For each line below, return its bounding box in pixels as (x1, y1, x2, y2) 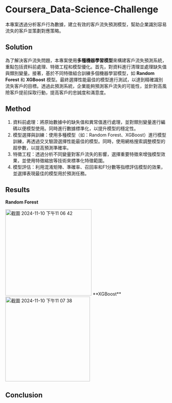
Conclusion (5, 391, 43, 399)
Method (5, 104, 31, 114)
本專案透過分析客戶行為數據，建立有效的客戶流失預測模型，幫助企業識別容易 (5, 21, 167, 27)
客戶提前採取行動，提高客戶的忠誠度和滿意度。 (9, 89, 109, 96)
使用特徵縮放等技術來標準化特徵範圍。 (26, 157, 107, 163)
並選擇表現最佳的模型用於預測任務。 (12, 170, 90, 176)
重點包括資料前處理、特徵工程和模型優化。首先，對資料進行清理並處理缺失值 (5, 63, 167, 70)
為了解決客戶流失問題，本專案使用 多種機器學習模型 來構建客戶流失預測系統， (5, 57, 167, 63)
